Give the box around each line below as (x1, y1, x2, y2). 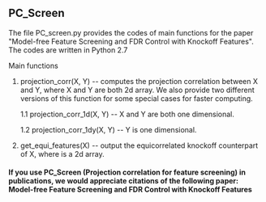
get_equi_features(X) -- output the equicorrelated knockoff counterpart (19, 141, 259, 150)
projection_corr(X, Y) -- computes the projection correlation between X (19, 76, 258, 86)
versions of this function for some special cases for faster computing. (19, 93, 253, 103)
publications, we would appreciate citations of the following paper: (8, 176, 239, 186)
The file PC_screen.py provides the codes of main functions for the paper (8, 27, 254, 37)
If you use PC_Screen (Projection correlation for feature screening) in (8, 167, 246, 177)
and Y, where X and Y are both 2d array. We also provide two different (19, 85, 255, 95)
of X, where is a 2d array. (19, 149, 105, 158)
